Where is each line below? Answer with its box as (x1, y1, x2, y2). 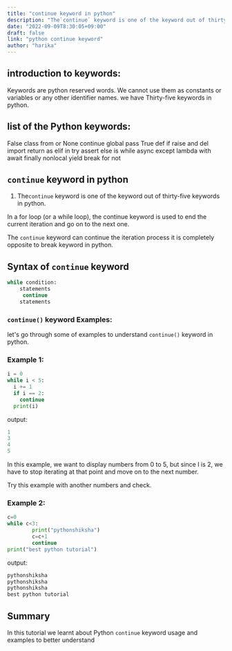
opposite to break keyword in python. (7, 241, 114, 249)
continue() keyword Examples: (7, 315, 113, 324)
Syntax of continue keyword (7, 260, 129, 273)
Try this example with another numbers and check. (7, 481, 152, 489)
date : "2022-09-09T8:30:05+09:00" (7, 23, 107, 30)
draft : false (7, 29, 45, 37)
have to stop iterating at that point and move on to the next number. (7, 467, 199, 476)
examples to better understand (7, 636, 95, 644)
